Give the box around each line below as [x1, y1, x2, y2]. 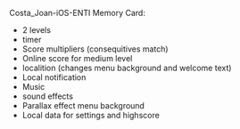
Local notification [21, 72, 87, 83]
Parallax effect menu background [21, 101, 145, 110]
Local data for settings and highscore [21, 110, 161, 120]
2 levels [21, 25, 52, 35]
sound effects [21, 91, 74, 101]
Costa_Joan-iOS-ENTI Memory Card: [9, 8, 145, 18]
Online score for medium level [21, 53, 133, 63]
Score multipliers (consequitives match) [21, 44, 169, 54]
